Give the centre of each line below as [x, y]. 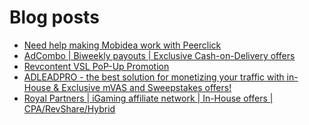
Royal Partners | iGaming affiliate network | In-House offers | [148, 98]
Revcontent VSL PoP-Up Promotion [96, 66]
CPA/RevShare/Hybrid [69, 108]
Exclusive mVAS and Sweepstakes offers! [146, 87]
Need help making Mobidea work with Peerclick [122, 45]
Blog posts [54, 17]
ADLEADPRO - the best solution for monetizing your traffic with [154, 77]
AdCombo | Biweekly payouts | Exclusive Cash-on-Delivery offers [159, 55]
